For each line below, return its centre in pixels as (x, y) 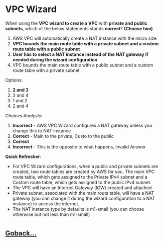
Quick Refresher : (23, 156)
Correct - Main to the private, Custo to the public (63, 136)
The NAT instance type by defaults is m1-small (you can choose (78, 209)
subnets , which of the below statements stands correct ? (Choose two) (79, 28)
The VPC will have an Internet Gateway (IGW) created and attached (82, 188)
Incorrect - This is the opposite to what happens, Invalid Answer (79, 146)
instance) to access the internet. (46, 204)
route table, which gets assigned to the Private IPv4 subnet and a (80, 177)
